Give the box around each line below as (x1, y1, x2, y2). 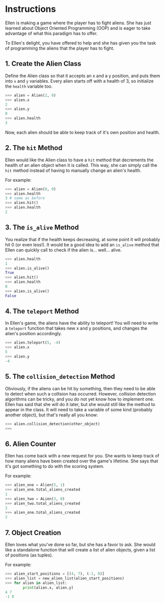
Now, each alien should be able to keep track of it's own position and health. (5, 129, 160, 135)
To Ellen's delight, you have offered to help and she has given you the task (5, 40, 156, 46)
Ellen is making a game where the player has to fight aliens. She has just (5, 20, 152, 26)
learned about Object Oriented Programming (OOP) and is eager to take (5, 25, 151, 31)
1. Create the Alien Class (5, 59, 81, 68)
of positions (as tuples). (5, 552, 53, 558)
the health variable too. (5, 83, 53, 89)
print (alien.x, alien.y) (23, 585, 74, 590)
